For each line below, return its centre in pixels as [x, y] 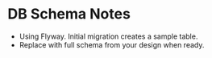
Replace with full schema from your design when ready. [112, 44]
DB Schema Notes [69, 14]
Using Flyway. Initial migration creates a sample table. [108, 36]
